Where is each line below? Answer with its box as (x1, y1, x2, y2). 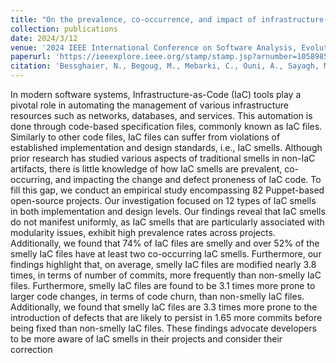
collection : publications (10, 24, 118, 34)
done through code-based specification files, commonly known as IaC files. (10, 121, 323, 132)
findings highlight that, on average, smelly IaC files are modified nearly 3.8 (10, 259, 317, 270)
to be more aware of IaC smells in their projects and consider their (10, 333, 283, 345)
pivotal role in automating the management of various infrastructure (10, 99, 289, 111)
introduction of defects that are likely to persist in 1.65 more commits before (10, 312, 323, 323)
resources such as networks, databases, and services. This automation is (10, 110, 313, 121)
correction (10, 344, 53, 355)
